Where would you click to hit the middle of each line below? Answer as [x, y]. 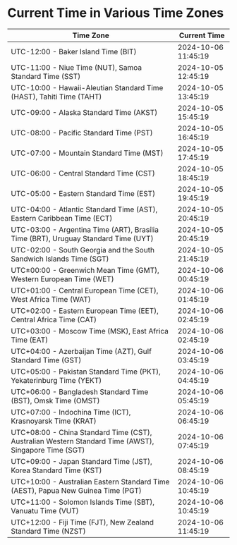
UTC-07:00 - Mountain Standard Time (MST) [87, 153]
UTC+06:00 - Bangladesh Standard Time [80, 391]
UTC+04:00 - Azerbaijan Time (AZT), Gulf [81, 351]
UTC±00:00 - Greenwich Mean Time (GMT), [85, 270]
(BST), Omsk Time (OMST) [55, 400]
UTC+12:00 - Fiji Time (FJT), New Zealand [82, 522]
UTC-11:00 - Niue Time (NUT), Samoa [77, 67]
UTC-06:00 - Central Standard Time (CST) [83, 173]
